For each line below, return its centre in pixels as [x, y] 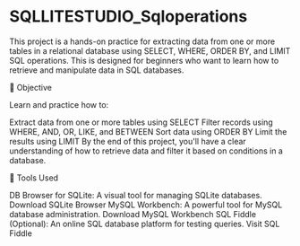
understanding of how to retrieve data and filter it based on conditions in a [146, 151]
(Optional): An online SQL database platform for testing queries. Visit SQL [145, 224]
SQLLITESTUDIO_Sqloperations [129, 17]
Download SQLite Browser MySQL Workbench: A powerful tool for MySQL [146, 205]
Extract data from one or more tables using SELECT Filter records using [141, 122]
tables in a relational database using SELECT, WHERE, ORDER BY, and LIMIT [150, 50]
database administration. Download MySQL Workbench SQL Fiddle [133, 214]
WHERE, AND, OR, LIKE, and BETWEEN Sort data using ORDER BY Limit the [148, 131]
